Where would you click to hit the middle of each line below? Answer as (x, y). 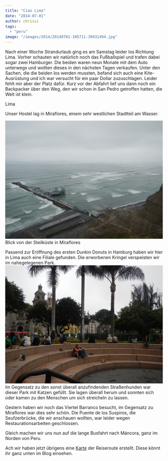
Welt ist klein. (19, 94)
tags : (11, 26)
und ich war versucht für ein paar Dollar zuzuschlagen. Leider (93, 78)
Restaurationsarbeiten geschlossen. (42, 423)
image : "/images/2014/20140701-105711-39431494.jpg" (61, 37)
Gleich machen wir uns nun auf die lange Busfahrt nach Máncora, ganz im (81, 433)
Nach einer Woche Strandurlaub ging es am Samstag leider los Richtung (79, 52)
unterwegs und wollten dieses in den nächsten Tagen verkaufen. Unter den (83, 68)
